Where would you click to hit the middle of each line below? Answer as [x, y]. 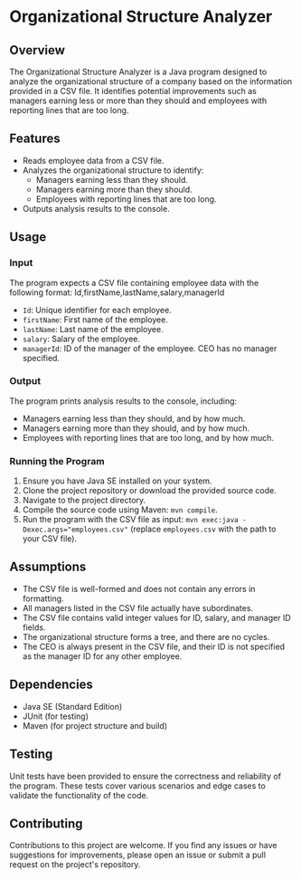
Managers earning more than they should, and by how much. [136, 428]
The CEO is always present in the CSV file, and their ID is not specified [154, 646]
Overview [38, 50]
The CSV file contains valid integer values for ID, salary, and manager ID [156, 617]
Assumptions [48, 567]
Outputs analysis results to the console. [96, 208]
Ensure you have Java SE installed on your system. [117, 481]
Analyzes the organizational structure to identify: [113, 170]
